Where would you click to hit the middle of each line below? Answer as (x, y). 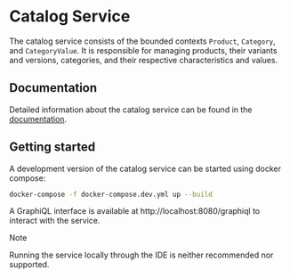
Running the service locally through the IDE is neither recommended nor (141, 255)
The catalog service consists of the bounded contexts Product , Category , (142, 41)
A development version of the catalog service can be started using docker (145, 168)
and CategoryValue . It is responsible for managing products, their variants (143, 50)
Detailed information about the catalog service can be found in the (131, 110)
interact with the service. (55, 221)
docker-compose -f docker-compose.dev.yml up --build (111, 194)
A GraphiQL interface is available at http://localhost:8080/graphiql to (135, 211)
